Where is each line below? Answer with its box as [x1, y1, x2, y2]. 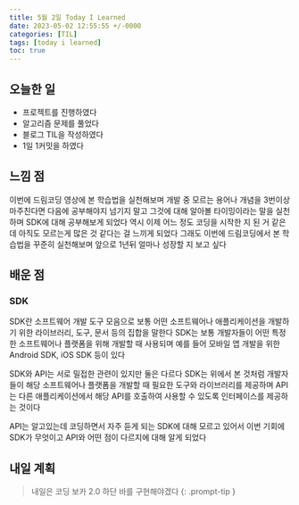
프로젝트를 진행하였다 [21, 106, 97, 117]
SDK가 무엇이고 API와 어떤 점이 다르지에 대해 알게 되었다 [9, 432, 207, 443]
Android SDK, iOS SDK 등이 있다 [9, 350, 126, 360]
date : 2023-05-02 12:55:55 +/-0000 [9, 21, 142, 30]
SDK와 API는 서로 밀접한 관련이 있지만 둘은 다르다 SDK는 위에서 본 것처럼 [9, 368, 265, 379]
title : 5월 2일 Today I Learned [9, 12, 127, 22]
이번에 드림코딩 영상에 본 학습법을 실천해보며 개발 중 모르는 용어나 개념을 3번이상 [9, 194, 290, 205]
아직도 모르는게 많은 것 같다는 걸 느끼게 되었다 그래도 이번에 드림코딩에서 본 [18, 228, 281, 238]
